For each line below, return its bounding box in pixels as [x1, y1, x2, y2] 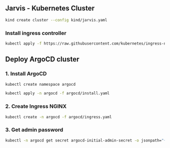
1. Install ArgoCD [5, 70, 47, 78]
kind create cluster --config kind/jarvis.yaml [5, 17, 108, 22]
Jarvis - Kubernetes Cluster [5, 4, 95, 13]
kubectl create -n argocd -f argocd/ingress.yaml [5, 114, 112, 120]
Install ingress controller [5, 29, 67, 36]
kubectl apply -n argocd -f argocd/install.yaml [5, 91, 110, 96]
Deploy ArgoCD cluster [5, 55, 79, 64]
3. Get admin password [5, 126, 63, 133]
